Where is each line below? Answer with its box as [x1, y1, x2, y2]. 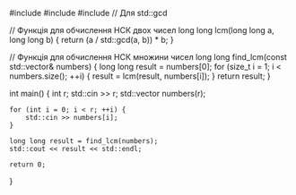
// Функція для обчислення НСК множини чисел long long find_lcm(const [9, 52, 287, 62]
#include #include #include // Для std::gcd [9, 8, 168, 18]
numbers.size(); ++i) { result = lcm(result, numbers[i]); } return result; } [9, 71, 271, 81]
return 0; [9, 160, 47, 169]
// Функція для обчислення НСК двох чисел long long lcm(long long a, [9, 25, 275, 35]
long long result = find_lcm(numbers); [9, 137, 159, 146]
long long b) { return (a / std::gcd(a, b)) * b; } [9, 35, 174, 45]
